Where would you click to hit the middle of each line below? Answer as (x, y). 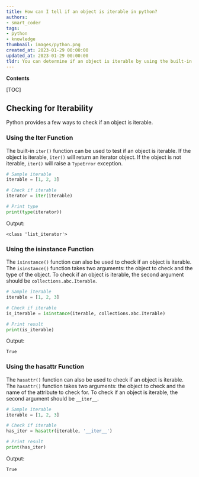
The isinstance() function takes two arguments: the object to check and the (100, 268)
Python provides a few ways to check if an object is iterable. (80, 123)
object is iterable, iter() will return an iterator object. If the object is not (94, 157)
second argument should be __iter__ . (52, 398)
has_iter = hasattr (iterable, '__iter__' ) (59, 431)
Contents (18, 78)
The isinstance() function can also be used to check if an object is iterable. (99, 262)
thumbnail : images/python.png (44, 45)
